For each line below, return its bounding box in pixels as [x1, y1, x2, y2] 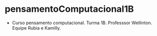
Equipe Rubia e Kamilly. [12, 25, 61, 31]
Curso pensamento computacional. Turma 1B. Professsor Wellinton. [12, 20, 152, 26]
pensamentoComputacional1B [5, 3, 134, 15]
